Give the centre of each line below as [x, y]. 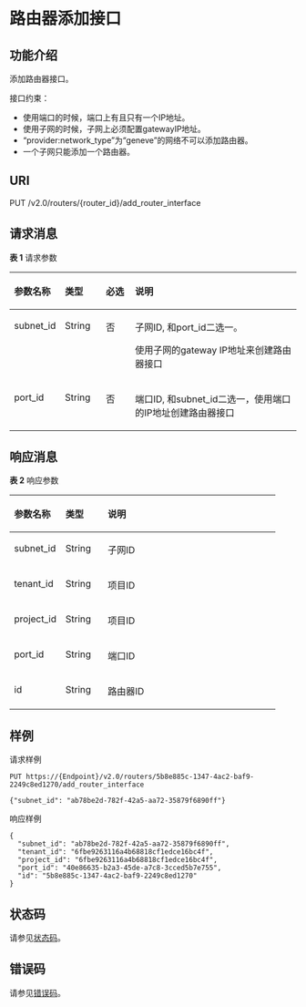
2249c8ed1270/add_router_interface [77, 785]
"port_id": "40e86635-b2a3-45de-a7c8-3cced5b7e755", [120, 868]
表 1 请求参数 [33, 257]
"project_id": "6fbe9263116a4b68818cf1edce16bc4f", [118, 860]
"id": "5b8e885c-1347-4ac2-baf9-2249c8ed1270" [107, 876]
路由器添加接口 [66, 19]
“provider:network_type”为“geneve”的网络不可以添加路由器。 [138, 140]
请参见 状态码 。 [37, 938]
